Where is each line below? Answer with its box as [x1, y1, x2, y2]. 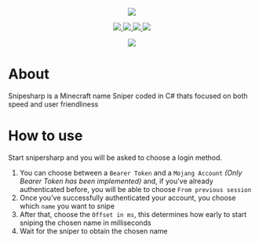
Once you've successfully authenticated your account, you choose [19, 193, 236, 202]
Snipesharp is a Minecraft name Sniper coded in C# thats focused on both [8, 91, 249, 100]
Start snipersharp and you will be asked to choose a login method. [8, 153, 222, 162]
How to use [8, 127, 83, 145]
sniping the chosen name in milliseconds [19, 218, 151, 227]
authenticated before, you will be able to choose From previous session [19, 184, 252, 194]
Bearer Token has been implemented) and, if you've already [19, 176, 213, 186]
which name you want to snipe [19, 201, 115, 211]
